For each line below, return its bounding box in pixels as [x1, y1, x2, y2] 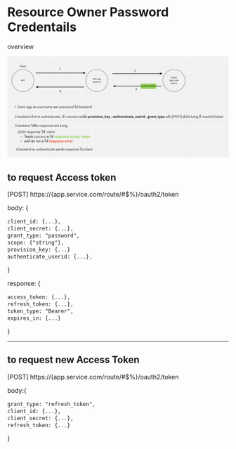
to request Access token [7, 171, 117, 183]
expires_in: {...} [7, 315, 61, 322]
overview [7, 42, 34, 51]
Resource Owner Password [7, 4, 169, 20]
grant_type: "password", [7, 233, 80, 240]
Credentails [7, 19, 77, 35]
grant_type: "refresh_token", [7, 401, 96, 408]
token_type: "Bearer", [7, 308, 74, 315]
